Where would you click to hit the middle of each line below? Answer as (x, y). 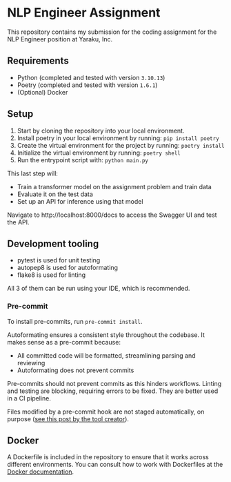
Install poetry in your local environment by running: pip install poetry (118, 138)
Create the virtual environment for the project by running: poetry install (121, 145)
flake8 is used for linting (51, 275)
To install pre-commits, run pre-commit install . (75, 321)
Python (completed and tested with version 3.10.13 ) (91, 77)
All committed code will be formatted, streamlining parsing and (106, 355)
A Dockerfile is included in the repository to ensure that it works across (108, 457)
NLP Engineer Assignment (84, 13)
